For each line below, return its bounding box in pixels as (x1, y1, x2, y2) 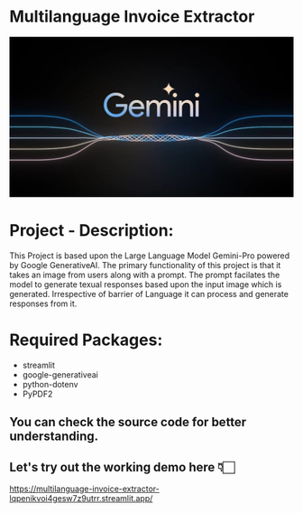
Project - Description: (9, 220, 174, 241)
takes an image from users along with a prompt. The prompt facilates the (9, 269, 280, 280)
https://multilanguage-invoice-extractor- (9, 483, 160, 494)
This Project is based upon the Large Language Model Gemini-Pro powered (9, 250, 290, 261)
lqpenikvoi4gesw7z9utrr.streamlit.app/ (9, 493, 153, 503)
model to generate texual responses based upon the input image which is (9, 278, 282, 290)
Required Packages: (9, 330, 163, 350)
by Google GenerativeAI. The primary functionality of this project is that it (9, 259, 281, 270)
